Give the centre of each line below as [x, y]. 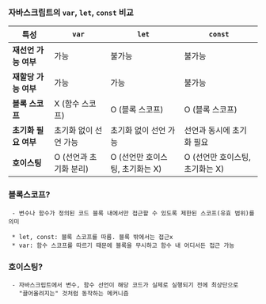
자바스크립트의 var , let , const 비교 [71, 12]
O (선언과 [71, 158]
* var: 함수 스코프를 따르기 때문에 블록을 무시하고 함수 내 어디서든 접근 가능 [123, 245]
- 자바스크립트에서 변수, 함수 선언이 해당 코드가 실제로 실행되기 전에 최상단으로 [125, 285]
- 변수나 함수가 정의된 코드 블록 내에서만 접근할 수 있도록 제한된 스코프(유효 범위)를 [133, 213]
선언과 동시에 [207, 131]
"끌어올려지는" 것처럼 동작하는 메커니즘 [74, 293]
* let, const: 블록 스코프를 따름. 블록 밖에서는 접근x [92, 237]
